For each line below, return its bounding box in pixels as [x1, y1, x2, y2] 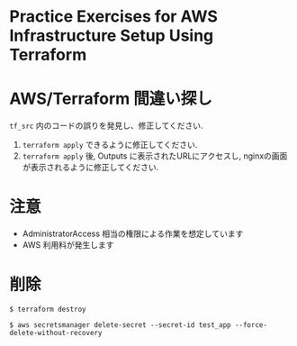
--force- [234, 321, 268, 330]
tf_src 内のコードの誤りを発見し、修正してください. [9, 120, 204, 132]
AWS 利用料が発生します [22, 240, 114, 250]
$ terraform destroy [9, 305, 87, 314]
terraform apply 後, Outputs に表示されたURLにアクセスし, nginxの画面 [22, 150, 288, 161]
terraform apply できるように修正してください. [22, 140, 198, 150]
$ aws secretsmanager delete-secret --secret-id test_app [9, 321, 231, 330]
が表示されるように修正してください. [22, 162, 159, 173]
